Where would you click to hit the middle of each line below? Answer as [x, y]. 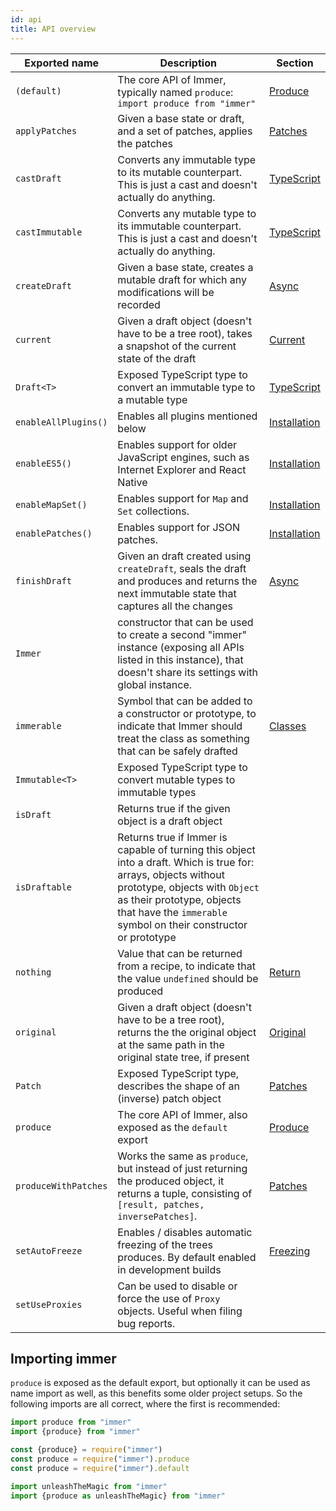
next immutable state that [177, 593]
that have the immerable [172, 912]
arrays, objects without [171, 874]
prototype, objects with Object [188, 887]
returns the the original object [187, 1032]
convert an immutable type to [186, 387]
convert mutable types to [176, 779]
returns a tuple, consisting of [185, 1193]
